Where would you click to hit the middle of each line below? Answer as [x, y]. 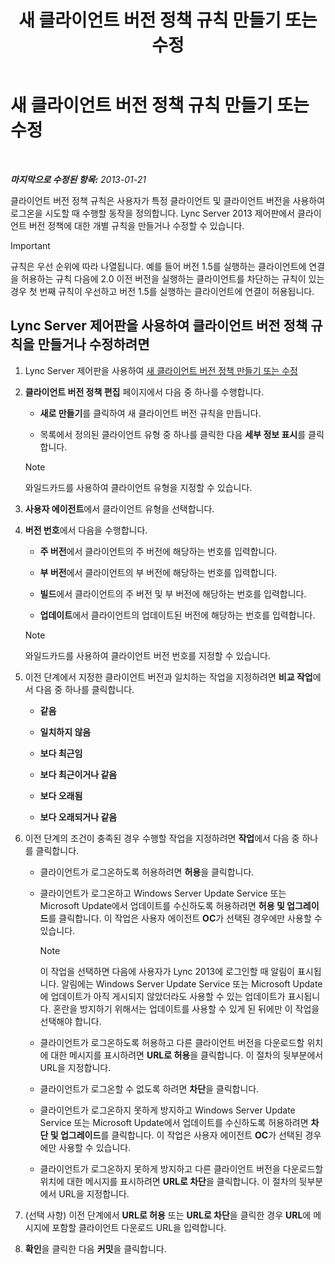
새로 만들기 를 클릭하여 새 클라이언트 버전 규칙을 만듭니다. [150, 413]
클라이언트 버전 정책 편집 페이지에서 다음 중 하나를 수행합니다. [144, 392]
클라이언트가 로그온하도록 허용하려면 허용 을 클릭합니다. [147, 872]
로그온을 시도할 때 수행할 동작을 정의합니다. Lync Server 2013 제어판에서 [153, 213]
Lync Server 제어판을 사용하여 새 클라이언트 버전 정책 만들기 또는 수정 [161, 370]
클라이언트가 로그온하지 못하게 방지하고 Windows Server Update [167, 1110]
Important [30, 245]
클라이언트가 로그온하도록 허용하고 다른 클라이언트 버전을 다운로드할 [172, 1042]
